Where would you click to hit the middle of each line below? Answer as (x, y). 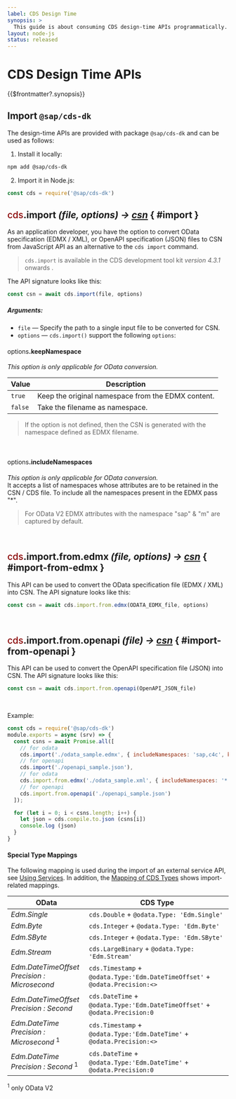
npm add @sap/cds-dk (38, 167)
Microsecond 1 (35, 1041)
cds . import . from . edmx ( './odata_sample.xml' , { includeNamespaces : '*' (125, 781)
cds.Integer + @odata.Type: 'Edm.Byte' (154, 926)
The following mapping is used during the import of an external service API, (117, 870)
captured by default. (54, 521)
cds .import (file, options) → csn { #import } (103, 215)
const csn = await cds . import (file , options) (75, 294)
